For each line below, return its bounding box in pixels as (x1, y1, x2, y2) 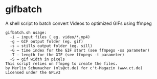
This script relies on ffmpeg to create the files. (5, 61, 118, 66)
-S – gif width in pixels (10, 57, 65, 62)
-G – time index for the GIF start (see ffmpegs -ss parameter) (10, 48, 150, 53)
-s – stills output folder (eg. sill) (10, 43, 93, 49)
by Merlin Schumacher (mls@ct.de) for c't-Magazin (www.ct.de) (5, 65, 143, 70)
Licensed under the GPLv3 (5, 70, 60, 75)
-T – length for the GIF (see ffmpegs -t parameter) (10, 52, 125, 57)
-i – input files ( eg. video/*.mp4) (10, 34, 91, 39)
